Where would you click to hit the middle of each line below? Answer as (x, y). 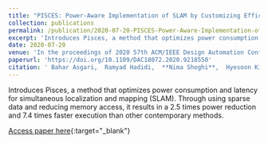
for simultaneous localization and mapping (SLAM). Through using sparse (129, 98)
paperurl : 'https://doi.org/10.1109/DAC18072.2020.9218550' (110, 60)
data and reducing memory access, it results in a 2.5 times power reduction (132, 106)
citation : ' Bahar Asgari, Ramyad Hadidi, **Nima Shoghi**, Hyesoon (130, 68)
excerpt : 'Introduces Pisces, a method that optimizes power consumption (134, 38)
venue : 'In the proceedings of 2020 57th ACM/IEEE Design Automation (126, 52)
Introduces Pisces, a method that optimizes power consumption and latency (133, 90)
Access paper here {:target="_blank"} (69, 130)
